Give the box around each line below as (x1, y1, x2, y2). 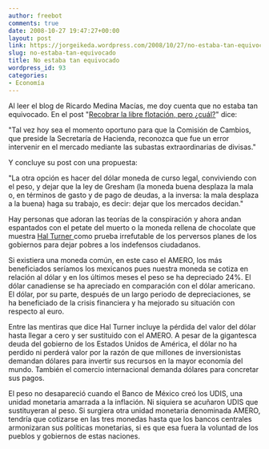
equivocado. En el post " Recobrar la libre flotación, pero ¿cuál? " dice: (8, 109, 238, 119)
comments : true (8, 19, 59, 27)
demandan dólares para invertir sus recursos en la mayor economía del (8, 356, 243, 366)
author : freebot (8, 11, 62, 20)
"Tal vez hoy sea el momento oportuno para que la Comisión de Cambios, (8, 125, 251, 135)
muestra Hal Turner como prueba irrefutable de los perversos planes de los (8, 231, 258, 241)
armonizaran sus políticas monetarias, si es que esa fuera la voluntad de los (8, 423, 259, 432)
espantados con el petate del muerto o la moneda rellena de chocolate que (8, 222, 256, 233)
